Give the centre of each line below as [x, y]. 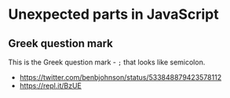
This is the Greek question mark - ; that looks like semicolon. [107, 62]
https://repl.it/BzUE [51, 85]
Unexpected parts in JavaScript [113, 15]
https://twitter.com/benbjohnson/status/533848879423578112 [120, 77]
